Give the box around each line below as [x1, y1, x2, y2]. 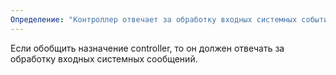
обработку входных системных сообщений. [10, 52, 198, 65]
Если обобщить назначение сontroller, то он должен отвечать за [10, 42, 285, 54]
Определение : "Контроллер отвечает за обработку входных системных [10, 14, 298, 25]
